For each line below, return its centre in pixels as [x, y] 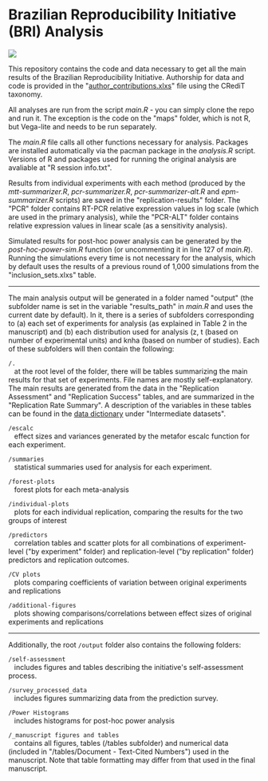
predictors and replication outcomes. [69, 560]
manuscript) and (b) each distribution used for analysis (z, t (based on [123, 331]
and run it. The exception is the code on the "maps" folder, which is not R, [130, 118]
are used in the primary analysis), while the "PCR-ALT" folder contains [124, 216]
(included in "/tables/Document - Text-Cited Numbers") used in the [119, 751]
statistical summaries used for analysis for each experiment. [113, 467]
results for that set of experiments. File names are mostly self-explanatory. [131, 379]
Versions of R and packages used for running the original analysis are [122, 159]
